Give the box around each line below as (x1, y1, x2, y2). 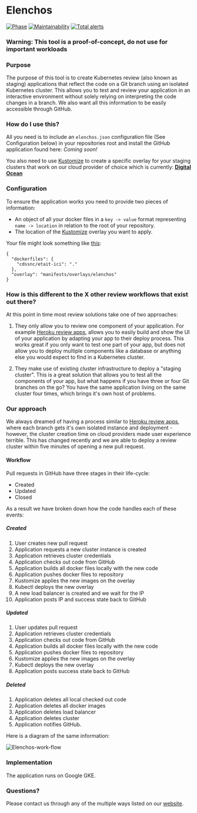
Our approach (6, 404, 47, 412)
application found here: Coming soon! (6, 146, 98, 153)
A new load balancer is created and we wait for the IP (14, 589, 144, 597)
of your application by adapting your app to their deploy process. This (14, 335, 184, 342)
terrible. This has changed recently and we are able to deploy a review (6, 437, 177, 444)
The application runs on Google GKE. (6, 772, 96, 779)
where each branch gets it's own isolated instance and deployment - (6, 424, 172, 431)
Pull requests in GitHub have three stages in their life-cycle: (6, 469, 150, 477)
